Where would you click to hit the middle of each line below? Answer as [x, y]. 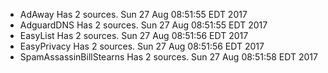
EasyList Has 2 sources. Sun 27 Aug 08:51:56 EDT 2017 [134, 35]
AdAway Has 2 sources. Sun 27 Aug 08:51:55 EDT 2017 [133, 14]
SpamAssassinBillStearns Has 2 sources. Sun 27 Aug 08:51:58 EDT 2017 [168, 57]
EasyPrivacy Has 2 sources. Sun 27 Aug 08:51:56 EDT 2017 [142, 46]
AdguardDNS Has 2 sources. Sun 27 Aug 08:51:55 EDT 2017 [143, 25]
